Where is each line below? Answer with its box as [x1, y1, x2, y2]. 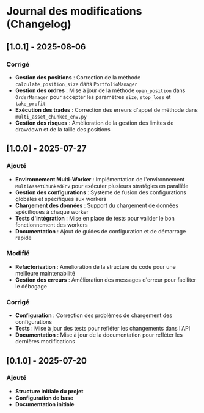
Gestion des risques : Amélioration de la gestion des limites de [15, 119, 174, 126]
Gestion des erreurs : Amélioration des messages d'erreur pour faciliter [15, 276, 197, 283]
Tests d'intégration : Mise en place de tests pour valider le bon [15, 214, 175, 222]
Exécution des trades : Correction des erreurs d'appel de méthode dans [15, 106, 199, 114]
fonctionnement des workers [15, 221, 88, 228]
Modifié [6, 249, 30, 258]
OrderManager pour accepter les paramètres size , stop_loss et [15, 93, 171, 100]
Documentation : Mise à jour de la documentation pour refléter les [15, 331, 183, 338]
